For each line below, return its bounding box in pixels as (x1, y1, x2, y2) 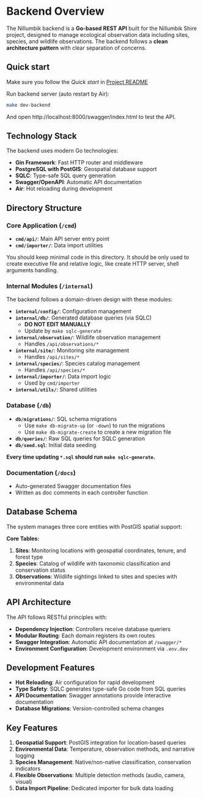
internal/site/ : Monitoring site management (15, 347, 130, 354)
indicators (15, 765, 41, 772)
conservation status (15, 566, 65, 574)
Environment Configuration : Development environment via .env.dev (15, 645, 188, 652)
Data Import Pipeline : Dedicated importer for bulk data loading (15, 785, 174, 792)
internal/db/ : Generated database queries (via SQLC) (15, 314, 152, 321)
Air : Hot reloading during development (15, 185, 113, 193)
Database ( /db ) (6, 401, 52, 410)
